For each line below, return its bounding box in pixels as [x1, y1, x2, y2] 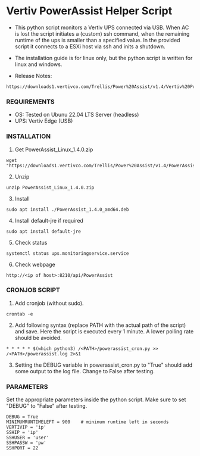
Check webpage [14, 261, 55, 268]
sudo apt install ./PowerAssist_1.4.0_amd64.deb [6, 207, 129, 213]
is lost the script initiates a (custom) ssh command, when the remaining [14, 30, 190, 37]
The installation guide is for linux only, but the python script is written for [14, 54, 193, 61]
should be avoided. [14, 334, 62, 341]
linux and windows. [14, 61, 62, 68]
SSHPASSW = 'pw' [6, 440, 46, 446]
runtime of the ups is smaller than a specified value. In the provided [14, 36, 180, 43]
